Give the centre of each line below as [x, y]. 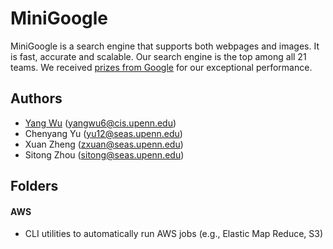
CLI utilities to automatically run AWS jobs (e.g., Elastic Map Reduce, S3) [174, 234]
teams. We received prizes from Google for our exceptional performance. [161, 67]
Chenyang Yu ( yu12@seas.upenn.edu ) [103, 133]
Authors [36, 98]
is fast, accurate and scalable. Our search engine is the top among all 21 [158, 56]
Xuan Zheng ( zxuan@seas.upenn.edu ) [104, 144]
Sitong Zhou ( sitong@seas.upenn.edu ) [104, 154]
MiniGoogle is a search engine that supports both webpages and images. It [165, 46]
